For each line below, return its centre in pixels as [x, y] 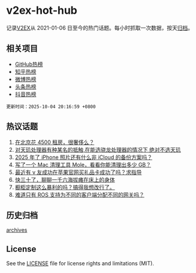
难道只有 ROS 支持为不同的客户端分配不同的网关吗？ [80, 194]
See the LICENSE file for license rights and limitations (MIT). [80, 263]
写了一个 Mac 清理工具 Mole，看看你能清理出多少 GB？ [83, 164]
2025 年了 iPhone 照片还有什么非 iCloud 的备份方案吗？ [84, 157]
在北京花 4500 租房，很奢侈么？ [55, 142]
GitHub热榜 [29, 64]
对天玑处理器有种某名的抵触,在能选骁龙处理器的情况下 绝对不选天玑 [98, 149]
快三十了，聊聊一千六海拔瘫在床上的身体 [65, 179]
